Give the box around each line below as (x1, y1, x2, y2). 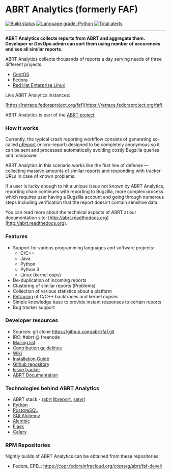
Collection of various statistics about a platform (12, 288, 112, 294)
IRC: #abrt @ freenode (12, 334, 60, 340)
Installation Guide (12, 355, 49, 362)
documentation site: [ (5, 215, 50, 221)
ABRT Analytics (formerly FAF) (5, 4, 138, 15)
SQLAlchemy (12, 413, 40, 419)
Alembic (12, 418, 31, 424)
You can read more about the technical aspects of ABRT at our (5, 209, 136, 216)
